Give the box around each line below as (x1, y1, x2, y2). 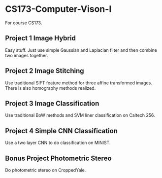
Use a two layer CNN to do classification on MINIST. (5, 140, 111, 146)
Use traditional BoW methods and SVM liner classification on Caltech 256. (5, 112, 155, 118)
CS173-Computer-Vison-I (5, 3, 112, 15)
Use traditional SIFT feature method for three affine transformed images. (5, 80, 153, 86)
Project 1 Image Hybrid (5, 34, 76, 42)
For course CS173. (5, 20, 42, 26)
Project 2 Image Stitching (5, 67, 85, 75)
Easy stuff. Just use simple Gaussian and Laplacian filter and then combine (5, 47, 158, 53)
